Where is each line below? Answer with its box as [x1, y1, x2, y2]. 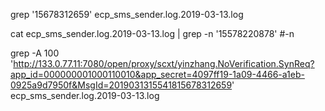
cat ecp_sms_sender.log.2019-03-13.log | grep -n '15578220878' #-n [10, 28, 295, 39]
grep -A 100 [10, 47, 60, 59]
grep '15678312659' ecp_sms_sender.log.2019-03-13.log [10, 9, 244, 20]
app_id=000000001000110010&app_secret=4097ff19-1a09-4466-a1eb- [10, 69, 305, 80]
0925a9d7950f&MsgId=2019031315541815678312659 [10, 79, 233, 91]
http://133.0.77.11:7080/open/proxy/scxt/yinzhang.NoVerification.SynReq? [13, 58, 315, 69]
